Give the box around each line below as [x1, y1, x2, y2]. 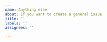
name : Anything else [5, 7, 48, 12]
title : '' [5, 16, 26, 21]
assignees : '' [5, 25, 34, 30]
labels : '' [5, 21, 27, 26]
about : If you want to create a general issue [5, 12, 102, 17]
